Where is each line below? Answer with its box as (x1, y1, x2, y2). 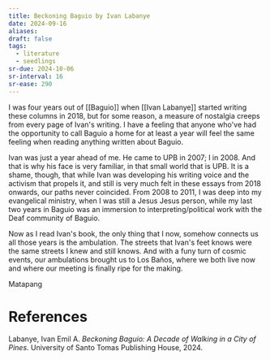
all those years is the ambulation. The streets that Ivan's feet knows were (8, 237, 253, 247)
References (8, 307, 88, 326)
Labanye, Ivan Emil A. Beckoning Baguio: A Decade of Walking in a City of (8, 334, 257, 344)
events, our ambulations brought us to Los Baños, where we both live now (8, 254, 255, 264)
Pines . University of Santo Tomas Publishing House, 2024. (8, 343, 204, 353)
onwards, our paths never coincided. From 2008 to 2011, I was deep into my (8, 187, 262, 197)
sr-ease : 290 (8, 80, 53, 88)
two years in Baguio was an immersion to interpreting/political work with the (8, 204, 262, 214)
